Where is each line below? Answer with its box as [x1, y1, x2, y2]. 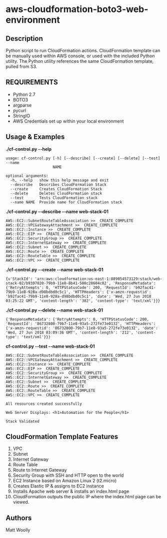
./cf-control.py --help [5, 146, 52, 152]
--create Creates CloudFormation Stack [10, 186, 102, 191]
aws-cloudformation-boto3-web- [5, 4, 148, 15]
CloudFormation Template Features [5, 433, 118, 441]
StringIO [12, 113, 30, 119]
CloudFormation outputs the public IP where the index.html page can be [12, 494, 161, 500]
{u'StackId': [5, 276, 33, 281]
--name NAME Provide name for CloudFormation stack [10, 199, 122, 204]
